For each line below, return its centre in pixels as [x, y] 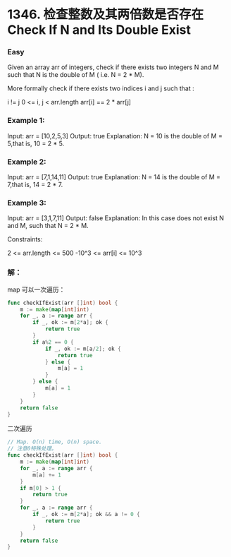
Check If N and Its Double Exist [99, 30]
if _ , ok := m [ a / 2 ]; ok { [83, 349]
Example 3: [27, 203]
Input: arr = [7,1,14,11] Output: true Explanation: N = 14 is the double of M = [114, 177]
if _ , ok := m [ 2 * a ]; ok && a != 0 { [86, 515]
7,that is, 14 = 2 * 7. [35, 185]
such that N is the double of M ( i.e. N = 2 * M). [76, 75]
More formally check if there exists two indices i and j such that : [101, 88]
